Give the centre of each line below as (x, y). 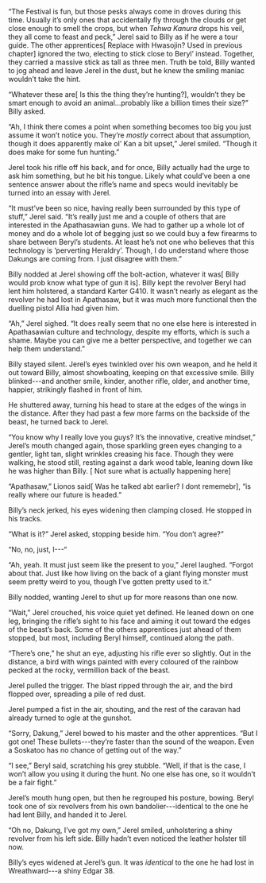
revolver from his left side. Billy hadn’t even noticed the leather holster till (127, 838)
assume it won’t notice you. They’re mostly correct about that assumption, (130, 135)
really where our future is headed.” (65, 495)
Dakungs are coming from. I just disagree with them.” (95, 259)
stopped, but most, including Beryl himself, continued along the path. (121, 638)
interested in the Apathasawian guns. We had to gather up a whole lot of (126, 225)
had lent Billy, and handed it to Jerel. (68, 815)
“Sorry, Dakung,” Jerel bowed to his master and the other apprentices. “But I (133, 733)
